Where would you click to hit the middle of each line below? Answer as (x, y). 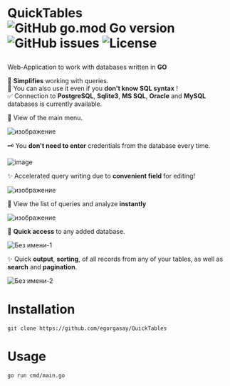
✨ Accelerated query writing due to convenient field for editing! (101, 176)
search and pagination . (42, 267)
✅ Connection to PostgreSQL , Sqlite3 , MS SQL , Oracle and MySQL (107, 96)
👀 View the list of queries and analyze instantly (77, 204)
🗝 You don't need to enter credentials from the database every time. (109, 146)
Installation (41, 310)
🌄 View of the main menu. (45, 118)
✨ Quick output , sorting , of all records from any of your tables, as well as (115, 259)
